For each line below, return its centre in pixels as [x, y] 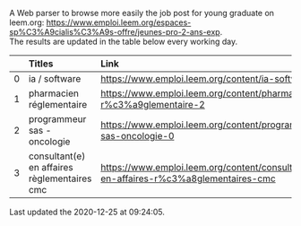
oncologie [49, 141]
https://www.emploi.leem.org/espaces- [119, 22]
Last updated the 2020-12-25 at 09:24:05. [87, 212]
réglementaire [58, 104]
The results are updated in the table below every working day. [124, 41]
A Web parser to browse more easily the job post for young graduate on [142, 13]
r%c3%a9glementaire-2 [153, 104]
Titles [41, 64]
